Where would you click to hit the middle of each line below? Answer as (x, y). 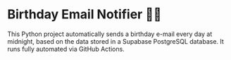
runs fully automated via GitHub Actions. (66, 49)
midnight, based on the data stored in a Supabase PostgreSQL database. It (115, 41)
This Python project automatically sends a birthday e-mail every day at (110, 34)
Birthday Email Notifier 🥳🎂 (85, 14)
